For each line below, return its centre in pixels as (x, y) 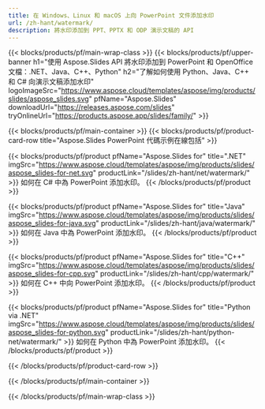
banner (20, 62)
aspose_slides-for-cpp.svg (52, 274)
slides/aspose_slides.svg (49, 99)
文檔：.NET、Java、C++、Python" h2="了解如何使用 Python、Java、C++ (129, 72)
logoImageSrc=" (35, 91)
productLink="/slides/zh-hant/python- (172, 332)
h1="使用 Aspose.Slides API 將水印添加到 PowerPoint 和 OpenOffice (143, 62)
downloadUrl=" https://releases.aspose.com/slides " (91, 107)
